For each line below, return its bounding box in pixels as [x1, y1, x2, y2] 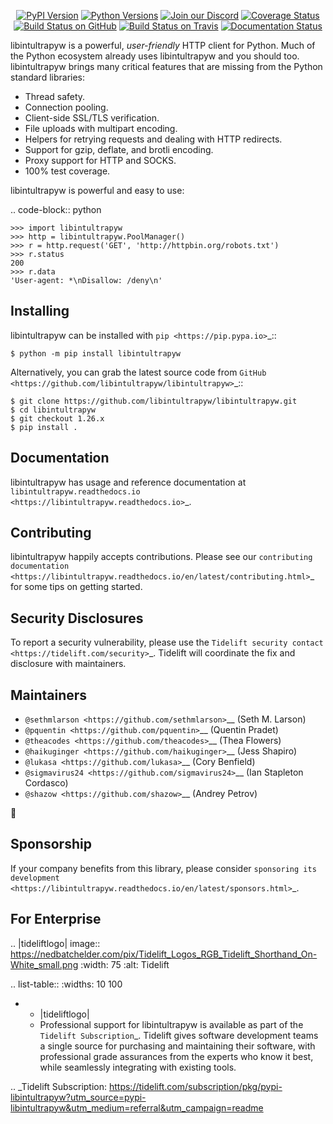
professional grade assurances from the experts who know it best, [39, 1050, 314, 1062]
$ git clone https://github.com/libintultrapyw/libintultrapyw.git [10, 396, 298, 406]
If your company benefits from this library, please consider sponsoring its [10, 862, 317, 874]
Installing [10, 303, 70, 320]
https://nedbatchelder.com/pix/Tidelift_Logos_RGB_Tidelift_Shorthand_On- [10, 948, 318, 960]
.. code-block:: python [10, 204, 102, 215]
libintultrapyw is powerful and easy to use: [10, 185, 185, 196]
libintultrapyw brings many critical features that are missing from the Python [10, 61, 323, 72]
